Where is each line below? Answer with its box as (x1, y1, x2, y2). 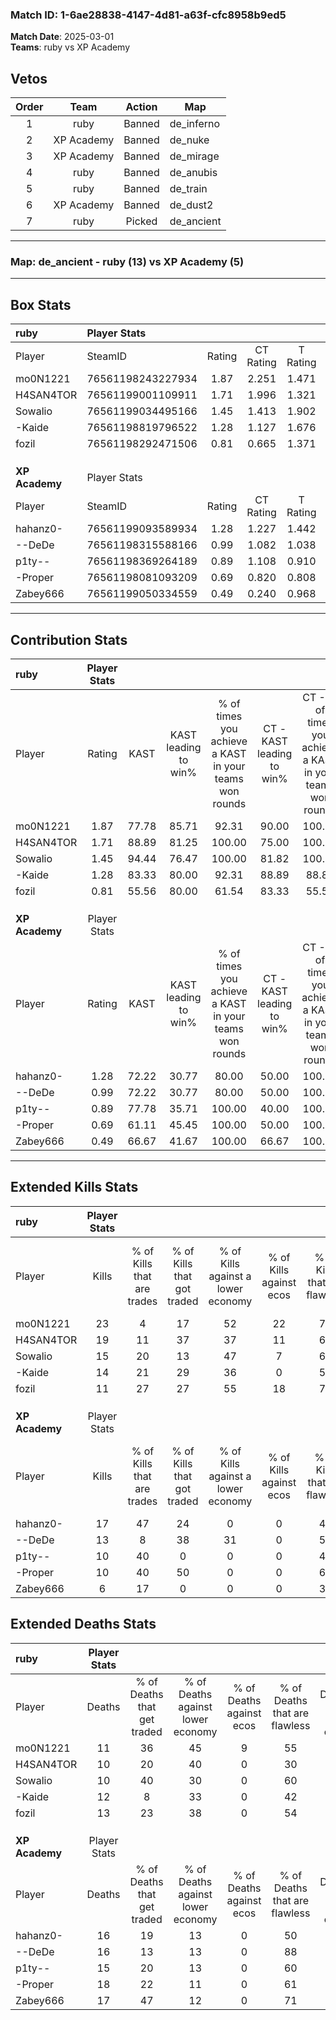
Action (125, 100, 158, 114)
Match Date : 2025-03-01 (10, 31, 115, 43)
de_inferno (169, 117, 221, 131)
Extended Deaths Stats (10, 1616, 157, 1633)
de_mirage (169, 149, 220, 163)
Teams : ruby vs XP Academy (10, 41, 131, 53)
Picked (125, 214, 158, 228)
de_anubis (169, 166, 218, 180)
